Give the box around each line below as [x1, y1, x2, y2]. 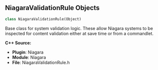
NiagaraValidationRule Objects [5, 4, 100, 12]
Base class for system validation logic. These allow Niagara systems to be [5, 25, 153, 31]
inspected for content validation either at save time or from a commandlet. [5, 30, 154, 36]
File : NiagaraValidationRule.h [12, 59, 70, 65]
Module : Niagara [12, 54, 46, 60]
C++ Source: [5, 40, 32, 45]
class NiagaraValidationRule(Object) [5, 16, 82, 21]
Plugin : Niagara [12, 49, 44, 55]
